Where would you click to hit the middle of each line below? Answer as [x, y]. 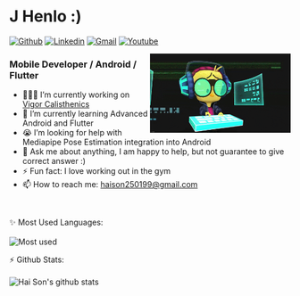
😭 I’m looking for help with [72, 133]
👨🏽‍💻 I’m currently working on [76, 95]
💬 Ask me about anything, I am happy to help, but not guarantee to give [153, 152]
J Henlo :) [46, 16]
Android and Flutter [58, 123]
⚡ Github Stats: [37, 259]
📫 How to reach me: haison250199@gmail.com [110, 185]
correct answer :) [54, 161]
